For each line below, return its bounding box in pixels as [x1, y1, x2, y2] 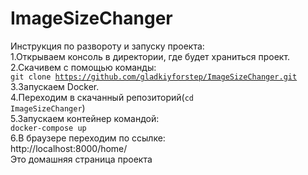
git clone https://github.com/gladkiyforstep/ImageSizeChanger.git [10, 72, 298, 82]
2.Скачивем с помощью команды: [10, 61, 157, 73]
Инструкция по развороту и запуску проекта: [10, 40, 205, 52]
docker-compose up [10, 123, 87, 133]
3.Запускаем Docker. [10, 80, 100, 92]
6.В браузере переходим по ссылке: [10, 132, 166, 144]
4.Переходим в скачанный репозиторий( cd [10, 91, 194, 103]
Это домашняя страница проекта [10, 153, 153, 165]
